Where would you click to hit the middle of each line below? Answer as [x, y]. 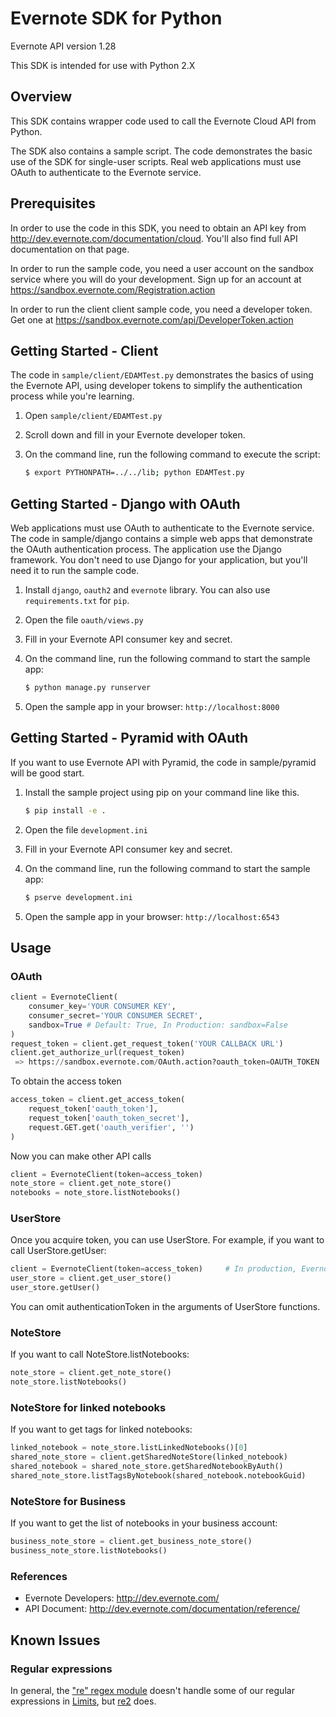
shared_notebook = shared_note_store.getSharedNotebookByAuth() [147, 1467]
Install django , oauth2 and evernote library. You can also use [147, 590]
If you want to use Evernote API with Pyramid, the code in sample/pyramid [163, 762]
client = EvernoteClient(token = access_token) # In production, [154, 1269]
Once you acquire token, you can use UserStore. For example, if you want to [167, 1240]
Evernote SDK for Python [116, 18]
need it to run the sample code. [75, 571]
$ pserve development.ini [78, 897]
